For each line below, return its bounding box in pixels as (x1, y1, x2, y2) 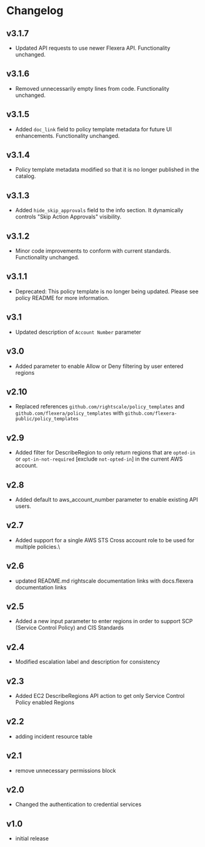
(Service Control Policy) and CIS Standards (15, 624, 124, 632)
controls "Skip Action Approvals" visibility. (15, 213, 122, 221)
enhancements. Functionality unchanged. (15, 132, 120, 139)
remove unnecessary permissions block (15, 767, 116, 774)
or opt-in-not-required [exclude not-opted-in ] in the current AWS (15, 455, 183, 463)
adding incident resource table (15, 732, 93, 740)
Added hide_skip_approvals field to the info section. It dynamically (15, 207, 184, 214)
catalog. (15, 172, 36, 180)
